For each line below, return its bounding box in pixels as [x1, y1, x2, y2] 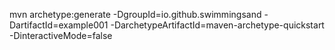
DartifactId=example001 [9, 19, 109, 31]
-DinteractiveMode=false [9, 30, 113, 41]
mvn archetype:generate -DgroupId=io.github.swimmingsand [9, 9, 262, 20]
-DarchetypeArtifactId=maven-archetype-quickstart [110, 19, 325, 31]
